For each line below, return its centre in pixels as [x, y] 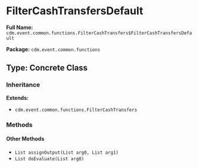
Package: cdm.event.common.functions [53, 49]
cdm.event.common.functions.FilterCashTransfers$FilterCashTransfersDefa [99, 33]
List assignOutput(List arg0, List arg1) [66, 153]
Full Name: [20, 27]
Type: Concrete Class [47, 68]
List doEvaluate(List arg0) [49, 159]
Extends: [17, 98]
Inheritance [23, 85]
